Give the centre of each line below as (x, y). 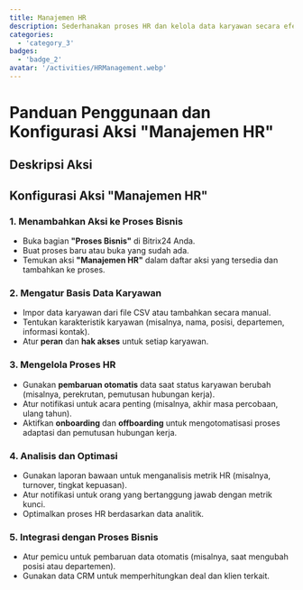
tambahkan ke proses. (64, 270)
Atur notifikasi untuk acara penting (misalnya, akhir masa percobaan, (150, 403)
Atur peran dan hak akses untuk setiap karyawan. (115, 341)
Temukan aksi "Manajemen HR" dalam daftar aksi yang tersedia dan (150, 260)
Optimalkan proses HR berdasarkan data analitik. (113, 514)
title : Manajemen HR (48, 18)
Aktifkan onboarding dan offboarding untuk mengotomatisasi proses (151, 423)
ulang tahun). (47, 413)
